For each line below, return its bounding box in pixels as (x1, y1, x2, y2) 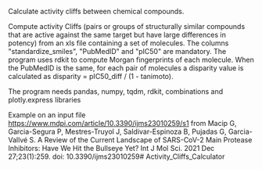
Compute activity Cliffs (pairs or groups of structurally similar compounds (8, 22, 246, 31)
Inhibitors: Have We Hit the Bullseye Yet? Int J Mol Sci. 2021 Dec (8, 144, 215, 153)
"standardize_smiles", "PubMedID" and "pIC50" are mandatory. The (8, 47, 227, 56)
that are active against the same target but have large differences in (8, 31, 227, 39)
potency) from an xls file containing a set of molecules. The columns (8, 38, 229, 48)
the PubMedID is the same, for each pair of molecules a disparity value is (8, 63, 244, 73)
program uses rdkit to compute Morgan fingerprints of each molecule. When (8, 55, 254, 64)
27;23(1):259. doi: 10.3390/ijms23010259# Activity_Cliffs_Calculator (8, 152, 225, 161)
